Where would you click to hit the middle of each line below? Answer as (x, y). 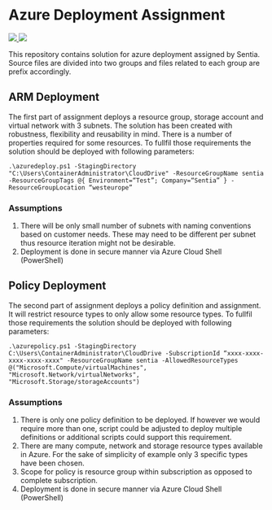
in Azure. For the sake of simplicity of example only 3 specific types (134, 455)
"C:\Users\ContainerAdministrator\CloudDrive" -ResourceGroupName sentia (136, 173)
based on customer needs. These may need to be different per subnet (138, 234)
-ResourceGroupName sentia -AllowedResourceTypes (152, 360)
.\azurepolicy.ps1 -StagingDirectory (72, 346)
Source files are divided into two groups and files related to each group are (134, 63)
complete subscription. (59, 481)
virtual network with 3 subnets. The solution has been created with (121, 125)
